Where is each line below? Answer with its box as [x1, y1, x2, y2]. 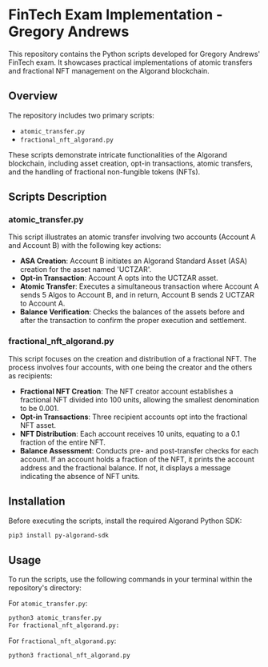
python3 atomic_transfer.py [8, 614, 102, 622]
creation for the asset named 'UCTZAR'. [19, 265, 152, 274]
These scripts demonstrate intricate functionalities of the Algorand [8, 150, 228, 159]
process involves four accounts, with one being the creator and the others [8, 362, 253, 372]
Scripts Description [8, 190, 107, 204]
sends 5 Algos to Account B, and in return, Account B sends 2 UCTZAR [19, 290, 254, 300]
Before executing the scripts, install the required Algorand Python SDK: [8, 516, 242, 525]
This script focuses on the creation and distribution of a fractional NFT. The [8, 353, 258, 363]
